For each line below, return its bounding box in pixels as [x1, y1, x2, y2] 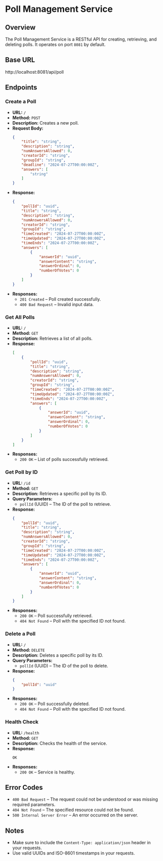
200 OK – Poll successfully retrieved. [19, 613, 93, 619]
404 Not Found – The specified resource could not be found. [12, 807, 134, 813]
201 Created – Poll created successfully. [19, 296, 101, 302]
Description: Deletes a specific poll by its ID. [12, 652, 104, 658]
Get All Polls [5, 314, 35, 320]
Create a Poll [5, 98, 36, 105]
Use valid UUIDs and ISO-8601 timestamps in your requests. [12, 850, 135, 856]
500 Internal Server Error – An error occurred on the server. [12, 812, 138, 818]
